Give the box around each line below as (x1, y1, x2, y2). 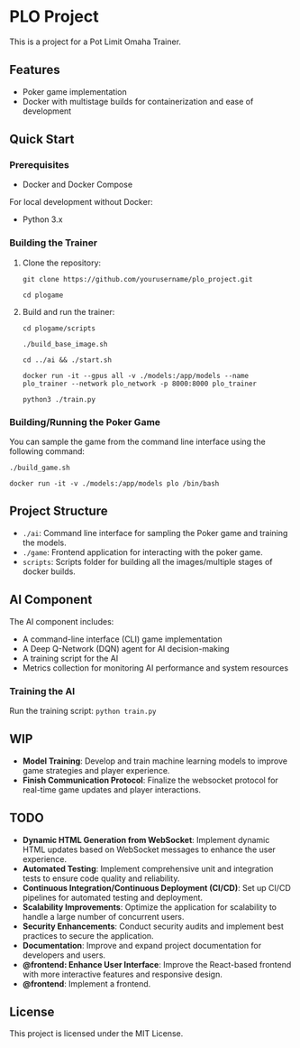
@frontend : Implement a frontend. (22, 978, 151, 989)
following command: (9, 446, 86, 457)
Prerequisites (9, 159, 69, 172)
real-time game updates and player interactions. (22, 784, 201, 795)
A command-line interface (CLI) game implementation (22, 634, 223, 645)
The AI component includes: (9, 616, 114, 626)
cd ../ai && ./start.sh (22, 355, 113, 365)
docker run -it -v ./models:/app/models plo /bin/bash (9, 479, 220, 488)
